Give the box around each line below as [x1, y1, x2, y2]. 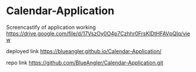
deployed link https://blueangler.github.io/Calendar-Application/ [6, 47, 162, 54]
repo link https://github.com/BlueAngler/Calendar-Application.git [6, 59, 163, 66]
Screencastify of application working [6, 24, 96, 31]
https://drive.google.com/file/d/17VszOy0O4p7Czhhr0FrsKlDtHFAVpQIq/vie [6, 30, 191, 37]
